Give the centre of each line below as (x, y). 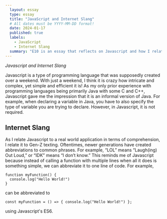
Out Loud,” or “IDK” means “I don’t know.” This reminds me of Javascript (80, 155)
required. (14, 112)
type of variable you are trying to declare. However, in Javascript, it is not (80, 107)
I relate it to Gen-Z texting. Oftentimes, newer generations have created (78, 145)
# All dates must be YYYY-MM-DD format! (52, 24)
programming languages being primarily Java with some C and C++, (75, 91)
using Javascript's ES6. (29, 211)
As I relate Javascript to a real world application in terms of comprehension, (83, 140)
